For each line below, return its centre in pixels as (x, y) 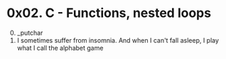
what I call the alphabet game (60, 48)
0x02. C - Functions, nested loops (109, 13)
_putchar (30, 33)
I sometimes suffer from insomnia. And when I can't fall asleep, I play (118, 40)
